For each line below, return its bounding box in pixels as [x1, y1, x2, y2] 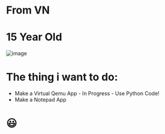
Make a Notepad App [14, 96, 67, 103]
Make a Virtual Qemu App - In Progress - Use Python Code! [14, 90, 160, 97]
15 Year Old [6, 31, 62, 44]
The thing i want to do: [6, 71, 118, 84]
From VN [6, 4, 50, 17]
